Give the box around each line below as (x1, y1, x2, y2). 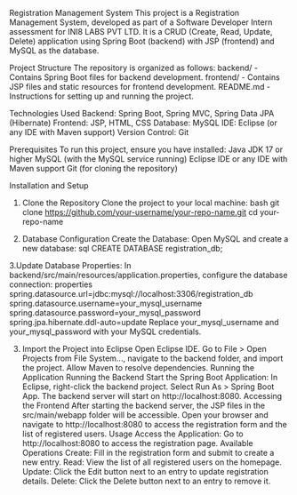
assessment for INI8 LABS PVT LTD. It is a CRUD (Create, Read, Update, (9, 27, 273, 36)
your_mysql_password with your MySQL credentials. (9, 326, 202, 337)
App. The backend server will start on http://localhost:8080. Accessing (21, 391, 283, 401)
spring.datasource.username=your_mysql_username (9, 298, 203, 308)
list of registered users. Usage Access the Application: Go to (21, 428, 244, 439)
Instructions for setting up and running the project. (9, 91, 194, 101)
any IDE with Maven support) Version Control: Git (9, 127, 189, 137)
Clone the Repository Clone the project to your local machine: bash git (21, 197, 280, 208)
